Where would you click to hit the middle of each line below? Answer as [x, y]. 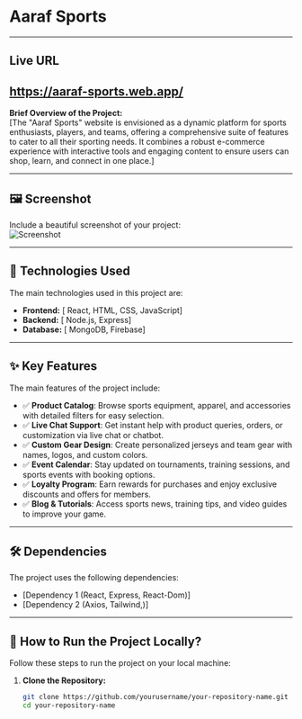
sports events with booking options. [89, 474]
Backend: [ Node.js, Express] [77, 319]
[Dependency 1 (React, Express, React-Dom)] [107, 595]
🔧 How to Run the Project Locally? [106, 641]
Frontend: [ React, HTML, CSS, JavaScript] [102, 310]
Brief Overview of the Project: [66, 113]
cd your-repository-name [69, 706]
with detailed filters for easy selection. [93, 415]
